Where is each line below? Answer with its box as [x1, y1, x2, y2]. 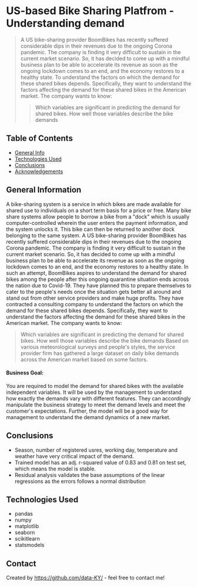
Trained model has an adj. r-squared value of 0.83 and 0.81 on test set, [14, 459, 186, 466]
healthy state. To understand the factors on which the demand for [20, 74, 181, 81]
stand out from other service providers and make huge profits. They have [6, 294, 184, 301]
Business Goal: [6, 369, 44, 376]
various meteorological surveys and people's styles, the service [20, 343, 175, 350]
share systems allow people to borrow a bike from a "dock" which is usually [6, 213, 190, 220]
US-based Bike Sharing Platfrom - [6, 4, 175, 18]
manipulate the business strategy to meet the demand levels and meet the [6, 401, 186, 408]
